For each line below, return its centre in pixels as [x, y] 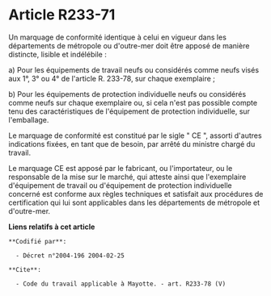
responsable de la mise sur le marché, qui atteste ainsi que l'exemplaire [127, 177]
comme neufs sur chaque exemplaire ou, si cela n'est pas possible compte [133, 102]
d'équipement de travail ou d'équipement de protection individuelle [120, 185]
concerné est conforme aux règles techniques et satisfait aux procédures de [136, 194]
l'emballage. [29, 119]
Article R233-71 [62, 15]
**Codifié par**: [38, 241]
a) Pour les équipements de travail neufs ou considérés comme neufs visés [134, 69]
